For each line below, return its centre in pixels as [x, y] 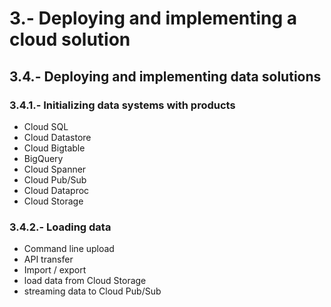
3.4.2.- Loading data [60, 227]
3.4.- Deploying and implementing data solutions [165, 76]
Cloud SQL [46, 126]
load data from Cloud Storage [85, 281]
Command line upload [69, 249]
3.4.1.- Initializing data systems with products [122, 105]
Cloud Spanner [55, 169]
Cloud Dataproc [56, 190]
